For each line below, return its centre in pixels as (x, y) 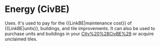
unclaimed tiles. (21, 39)
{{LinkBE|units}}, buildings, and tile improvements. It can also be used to (80, 28)
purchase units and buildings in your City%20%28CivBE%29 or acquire (79, 33)
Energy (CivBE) (37, 9)
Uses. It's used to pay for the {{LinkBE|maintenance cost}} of (68, 23)
